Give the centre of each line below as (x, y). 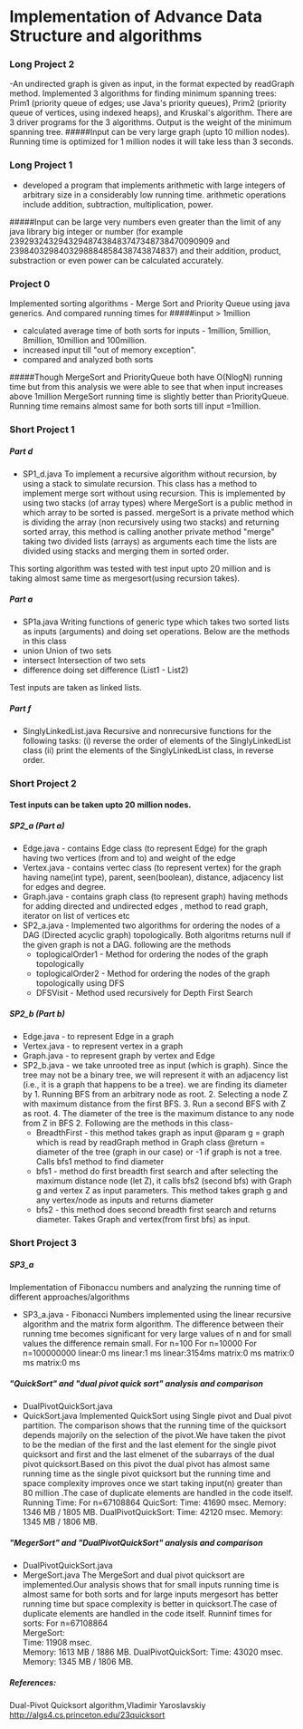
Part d (21, 451)
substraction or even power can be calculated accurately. (117, 260)
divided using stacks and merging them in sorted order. (125, 551)
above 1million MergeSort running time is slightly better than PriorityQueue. (149, 397)
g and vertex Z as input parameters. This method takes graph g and (161, 1191)
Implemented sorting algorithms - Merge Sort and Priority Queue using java (150, 304)
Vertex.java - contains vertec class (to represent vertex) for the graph (152, 868)
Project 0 (30, 284)
